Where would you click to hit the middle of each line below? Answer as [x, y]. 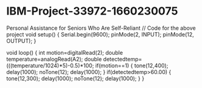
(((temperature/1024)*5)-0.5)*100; [50, 66]
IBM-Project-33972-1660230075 [92, 11]
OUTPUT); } [21, 41]
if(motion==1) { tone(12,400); [132, 66]
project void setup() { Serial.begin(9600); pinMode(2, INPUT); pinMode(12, [100, 34]
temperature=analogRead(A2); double [54, 59]
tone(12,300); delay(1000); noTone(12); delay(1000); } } [75, 78]
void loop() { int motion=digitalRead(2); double [65, 52]
